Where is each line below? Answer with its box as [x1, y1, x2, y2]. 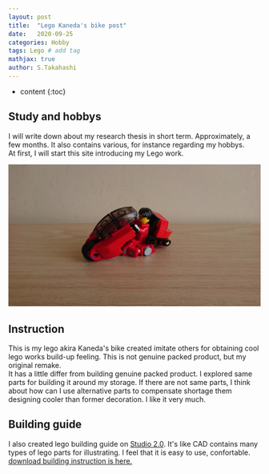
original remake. [8, 361, 62, 370]
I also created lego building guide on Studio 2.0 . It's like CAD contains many [8, 439, 259, 448]
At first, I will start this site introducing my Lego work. [8, 148, 184, 158]
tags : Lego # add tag [8, 47, 81, 55]
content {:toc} [19, 87, 66, 96]
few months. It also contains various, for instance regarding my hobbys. [8, 140, 245, 149]
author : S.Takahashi [8, 64, 78, 72]
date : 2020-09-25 [8, 30, 74, 38]
